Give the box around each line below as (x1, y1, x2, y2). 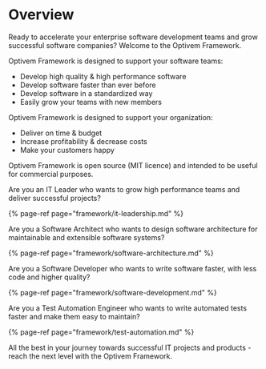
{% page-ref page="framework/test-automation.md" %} (8, 327, 195, 337)
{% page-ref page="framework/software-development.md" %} (8, 287, 218, 297)
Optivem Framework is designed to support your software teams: (8, 56, 224, 66)
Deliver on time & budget (19, 128, 103, 138)
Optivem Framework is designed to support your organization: (8, 112, 214, 122)
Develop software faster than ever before (19, 80, 156, 90)
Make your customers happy (19, 145, 115, 154)
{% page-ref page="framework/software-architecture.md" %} (8, 248, 214, 258)
